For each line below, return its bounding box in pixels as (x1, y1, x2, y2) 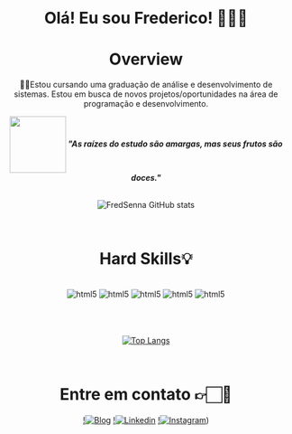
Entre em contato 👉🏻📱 (59, 384, 233, 405)
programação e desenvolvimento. (83, 99, 209, 109)
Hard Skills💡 (99, 249, 193, 269)
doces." (131, 173, 161, 184)
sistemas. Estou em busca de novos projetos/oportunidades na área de (14, 89, 278, 99)
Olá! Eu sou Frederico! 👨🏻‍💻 (43, 8, 249, 29)
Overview (108, 49, 184, 70)
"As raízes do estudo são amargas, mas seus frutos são (68, 138, 283, 149)
